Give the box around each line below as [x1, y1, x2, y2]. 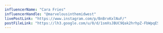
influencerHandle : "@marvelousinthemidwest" [4, 12, 96, 16]
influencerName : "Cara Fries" [4, 7, 66, 12]
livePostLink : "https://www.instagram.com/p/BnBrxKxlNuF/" [4, 16, 127, 21]
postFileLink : [4, 20, 34, 26]
